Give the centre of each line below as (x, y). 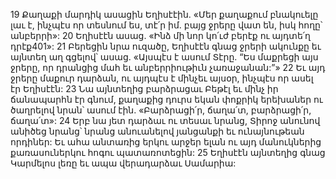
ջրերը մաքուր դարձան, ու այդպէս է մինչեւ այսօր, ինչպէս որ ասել (162, 78)
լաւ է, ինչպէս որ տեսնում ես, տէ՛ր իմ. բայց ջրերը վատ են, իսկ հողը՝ (166, 25)
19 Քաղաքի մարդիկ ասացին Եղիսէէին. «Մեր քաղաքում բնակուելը (164, 14)
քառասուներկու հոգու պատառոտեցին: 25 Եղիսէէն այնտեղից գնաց (168, 152)
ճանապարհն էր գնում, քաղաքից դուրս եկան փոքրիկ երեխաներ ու (166, 99)
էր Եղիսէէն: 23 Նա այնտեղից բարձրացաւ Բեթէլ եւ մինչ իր (144, 88)
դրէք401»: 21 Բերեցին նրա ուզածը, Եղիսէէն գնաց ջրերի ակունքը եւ (166, 46)
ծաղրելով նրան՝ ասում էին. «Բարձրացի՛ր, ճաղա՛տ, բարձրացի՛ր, (161, 110)
